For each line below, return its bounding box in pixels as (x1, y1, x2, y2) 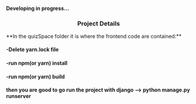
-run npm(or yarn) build (6, 73, 65, 80)
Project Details (77, 19, 120, 28)
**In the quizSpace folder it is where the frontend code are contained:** (6, 32, 182, 39)
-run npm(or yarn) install (6, 59, 67, 67)
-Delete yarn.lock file (6, 46, 59, 53)
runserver (6, 93, 31, 100)
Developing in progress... (6, 5, 69, 12)
